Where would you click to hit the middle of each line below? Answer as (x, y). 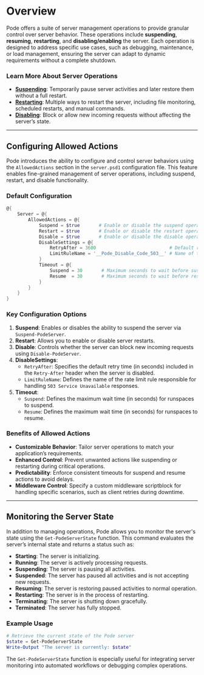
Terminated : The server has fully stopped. (68, 608)
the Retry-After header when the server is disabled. (90, 373)
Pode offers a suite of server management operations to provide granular (98, 28)
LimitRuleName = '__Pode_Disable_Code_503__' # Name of (122, 254)
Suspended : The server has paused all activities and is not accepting (102, 575)
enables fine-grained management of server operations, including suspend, (101, 174)
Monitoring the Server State (60, 517)
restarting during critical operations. (60, 466)
